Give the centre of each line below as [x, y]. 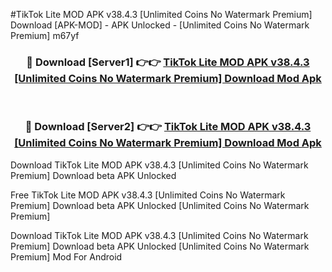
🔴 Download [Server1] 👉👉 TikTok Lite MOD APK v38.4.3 [168, 62]
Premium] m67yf [45, 35]
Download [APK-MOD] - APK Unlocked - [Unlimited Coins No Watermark [160, 25]
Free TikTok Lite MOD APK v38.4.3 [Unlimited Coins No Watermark [148, 195]
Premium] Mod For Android [66, 256]
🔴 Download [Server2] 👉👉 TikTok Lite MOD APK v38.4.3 [168, 127]
